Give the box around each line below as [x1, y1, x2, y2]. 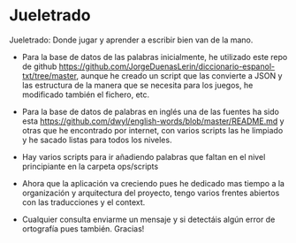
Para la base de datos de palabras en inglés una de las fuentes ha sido [21, 106, 280, 117]
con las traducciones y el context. [21, 196, 146, 208]
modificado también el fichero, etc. [21, 89, 150, 100]
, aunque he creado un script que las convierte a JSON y [76, 70, 283, 80]
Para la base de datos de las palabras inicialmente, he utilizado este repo [21, 51, 288, 62]
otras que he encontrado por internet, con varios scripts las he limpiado [21, 125, 284, 135]
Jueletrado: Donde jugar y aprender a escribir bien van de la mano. [9, 34, 254, 45]
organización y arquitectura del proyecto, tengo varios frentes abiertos [21, 187, 280, 198]
